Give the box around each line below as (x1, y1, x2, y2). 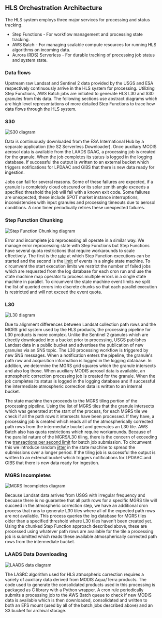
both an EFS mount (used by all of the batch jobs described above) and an (5, 602, 153, 608)
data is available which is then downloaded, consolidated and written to (5, 597, 147, 603)
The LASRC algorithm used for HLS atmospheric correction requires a (5, 571, 144, 577)
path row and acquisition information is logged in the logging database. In (5, 358, 152, 363)
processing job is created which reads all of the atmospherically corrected (5, 418, 153, 424)
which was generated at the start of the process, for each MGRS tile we (5, 408, 147, 414)
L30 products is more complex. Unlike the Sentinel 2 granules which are (5, 332, 148, 337)
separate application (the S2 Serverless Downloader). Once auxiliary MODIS (5, 144, 157, 150)
